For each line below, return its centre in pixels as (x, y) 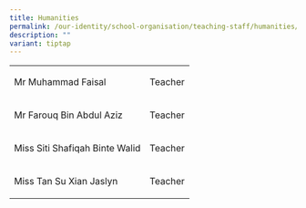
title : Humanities (44, 18)
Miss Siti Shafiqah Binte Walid (77, 149)
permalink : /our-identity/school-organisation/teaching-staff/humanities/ (154, 26)
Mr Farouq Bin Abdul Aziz (68, 115)
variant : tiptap (40, 43)
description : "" (40, 35)
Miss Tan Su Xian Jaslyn (66, 182)
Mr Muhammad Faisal (60, 82)
